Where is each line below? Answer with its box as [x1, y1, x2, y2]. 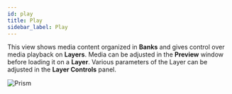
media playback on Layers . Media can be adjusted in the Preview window [7, 50, 224, 59]
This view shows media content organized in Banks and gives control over [7, 43, 225, 52]
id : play [7, 10, 33, 18]
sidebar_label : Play [7, 23, 69, 30]
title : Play [7, 17, 43, 24]
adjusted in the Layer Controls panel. [7, 65, 117, 74]
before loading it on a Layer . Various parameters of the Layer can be [7, 58, 208, 66]
